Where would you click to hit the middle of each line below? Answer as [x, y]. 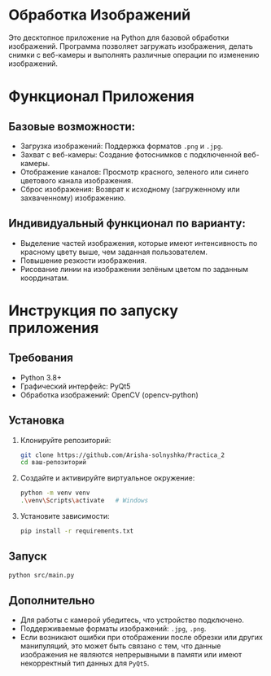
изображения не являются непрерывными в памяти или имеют [131, 655]
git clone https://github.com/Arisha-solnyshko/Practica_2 [122, 455]
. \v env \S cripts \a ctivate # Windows [84, 501]
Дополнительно [52, 601]
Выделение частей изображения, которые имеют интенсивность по [139, 243]
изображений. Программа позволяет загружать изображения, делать [131, 46]
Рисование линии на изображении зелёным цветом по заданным [134, 269]
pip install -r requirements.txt [77, 531]
